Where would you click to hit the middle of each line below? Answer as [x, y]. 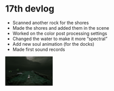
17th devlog [30, 9]
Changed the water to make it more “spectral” [60, 39]
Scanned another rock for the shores [50, 23]
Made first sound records [39, 49]
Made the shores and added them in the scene [61, 28]
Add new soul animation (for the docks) [53, 44]
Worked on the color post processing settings [60, 33]
